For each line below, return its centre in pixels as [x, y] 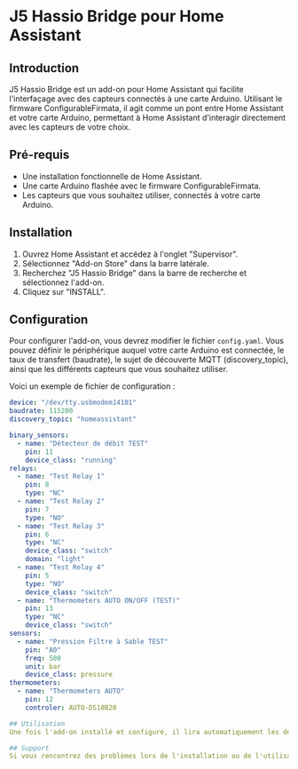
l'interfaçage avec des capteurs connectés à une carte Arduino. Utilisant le [146, 99]
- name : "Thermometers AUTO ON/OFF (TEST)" [98, 600]
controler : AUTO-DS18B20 [71, 708]
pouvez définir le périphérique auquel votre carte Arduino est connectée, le [147, 350]
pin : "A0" [43, 650]
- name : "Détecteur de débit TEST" [83, 443]
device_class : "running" [71, 460]
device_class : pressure [69, 675]
